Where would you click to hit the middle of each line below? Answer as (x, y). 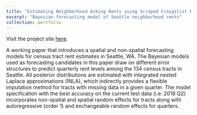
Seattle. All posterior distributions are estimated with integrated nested (91, 75)
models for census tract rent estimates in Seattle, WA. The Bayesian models (98, 57)
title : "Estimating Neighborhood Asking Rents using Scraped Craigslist (97, 11)
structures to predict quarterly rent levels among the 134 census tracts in (94, 69)
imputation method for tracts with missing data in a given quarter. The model (98, 88)
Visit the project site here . (37, 39)
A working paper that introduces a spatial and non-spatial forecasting (90, 50)
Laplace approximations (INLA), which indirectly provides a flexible (87, 81)
